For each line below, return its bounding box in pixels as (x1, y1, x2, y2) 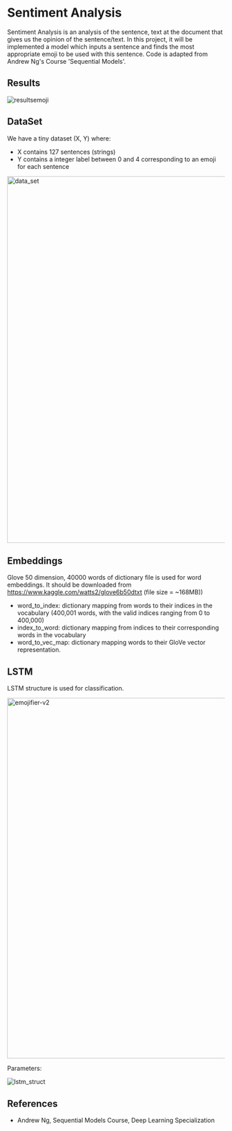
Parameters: (7, 1065, 42, 1073)
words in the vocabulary (17, 631, 86, 639)
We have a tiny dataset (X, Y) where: (7, 134, 111, 143)
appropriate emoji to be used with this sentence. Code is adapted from (7, 50, 209, 58)
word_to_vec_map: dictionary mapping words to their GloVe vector (17, 639, 206, 647)
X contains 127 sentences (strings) (17, 148, 116, 156)
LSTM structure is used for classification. (7, 684, 124, 693)
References (7, 1098, 58, 1110)
